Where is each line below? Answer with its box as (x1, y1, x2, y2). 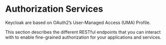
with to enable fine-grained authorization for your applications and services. (5, 34, 162, 40)
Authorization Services (5, 3, 103, 15)
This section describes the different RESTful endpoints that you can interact (5, 29, 161, 35)
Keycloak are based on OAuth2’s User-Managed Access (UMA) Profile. (5, 20, 151, 25)
